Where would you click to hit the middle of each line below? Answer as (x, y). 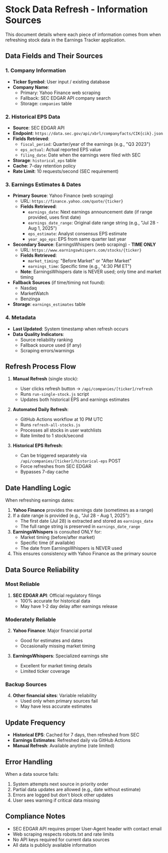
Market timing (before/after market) (58, 537)
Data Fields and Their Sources (54, 56)
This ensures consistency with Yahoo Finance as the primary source (85, 554)
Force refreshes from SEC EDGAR (56, 466)
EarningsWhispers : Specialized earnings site (61, 656)
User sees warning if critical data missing (56, 800)
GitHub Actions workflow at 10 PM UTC (62, 419)
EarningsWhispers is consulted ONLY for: (57, 532)
